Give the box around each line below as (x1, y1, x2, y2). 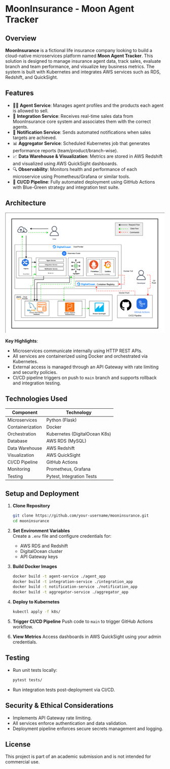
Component (12, 409, 38, 415)
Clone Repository (12, 502, 51, 508)
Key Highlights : (5, 338, 38, 344)
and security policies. (12, 369, 58, 375)
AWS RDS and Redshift (20, 542, 68, 549)
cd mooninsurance (12, 518, 50, 524)
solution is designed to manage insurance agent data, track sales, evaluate (5, 58, 161, 64)
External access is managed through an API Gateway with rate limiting (12, 364, 159, 370)
